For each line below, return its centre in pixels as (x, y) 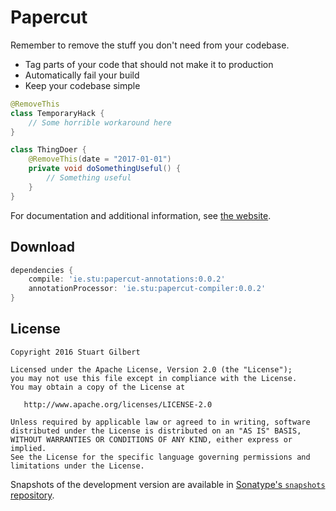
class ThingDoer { (48, 150)
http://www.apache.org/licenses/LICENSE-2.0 (118, 404)
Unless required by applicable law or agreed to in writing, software (160, 422)
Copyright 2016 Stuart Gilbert (75, 352)
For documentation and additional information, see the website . (141, 215)
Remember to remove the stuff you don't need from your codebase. (150, 45)
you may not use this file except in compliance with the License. (154, 378)
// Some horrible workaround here (100, 122)
